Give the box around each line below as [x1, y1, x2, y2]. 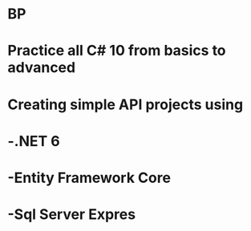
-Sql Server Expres [7, 205, 136, 224]
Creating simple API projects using [7, 95, 244, 113]
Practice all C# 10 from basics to [7, 42, 226, 60]
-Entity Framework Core [7, 168, 172, 187]
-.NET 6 [7, 132, 61, 150]
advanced [7, 59, 76, 77]
